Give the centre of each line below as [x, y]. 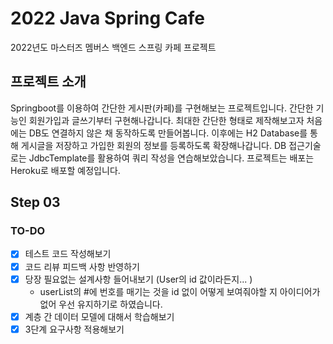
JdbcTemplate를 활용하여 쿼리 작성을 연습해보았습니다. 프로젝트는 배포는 [171, 158]
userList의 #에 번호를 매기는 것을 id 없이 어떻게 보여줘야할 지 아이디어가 [180, 291]
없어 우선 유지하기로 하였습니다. [101, 304]
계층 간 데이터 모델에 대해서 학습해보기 [99, 316]
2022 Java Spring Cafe [108, 18]
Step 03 [35, 202]
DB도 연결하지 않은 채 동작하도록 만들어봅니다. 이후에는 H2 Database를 [168, 133]
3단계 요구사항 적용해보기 [74, 329]
